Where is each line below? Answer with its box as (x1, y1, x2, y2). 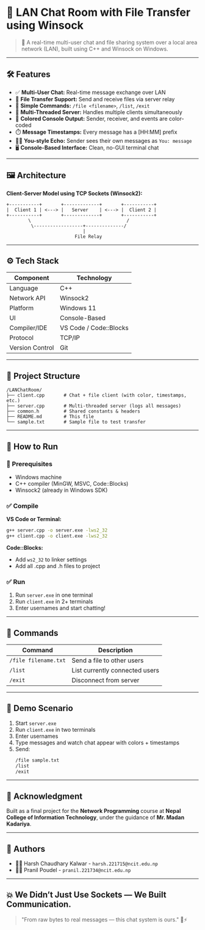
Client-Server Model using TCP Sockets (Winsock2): (6, 189, 143, 197)
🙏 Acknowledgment (6, 791, 83, 801)
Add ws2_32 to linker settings (15, 555, 87, 563)
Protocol (9, 334, 34, 342)
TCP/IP (60, 334, 81, 342)
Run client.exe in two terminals (15, 726, 96, 733)
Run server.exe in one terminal (15, 591, 93, 599)
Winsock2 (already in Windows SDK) (15, 486, 108, 494)
